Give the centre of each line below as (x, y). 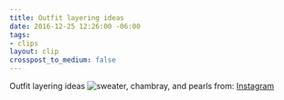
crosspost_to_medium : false (63, 60)
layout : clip (34, 52)
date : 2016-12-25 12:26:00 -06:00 (75, 26)
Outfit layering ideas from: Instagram (142, 86)
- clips (24, 43)
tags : (20, 35)
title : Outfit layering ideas (67, 18)
